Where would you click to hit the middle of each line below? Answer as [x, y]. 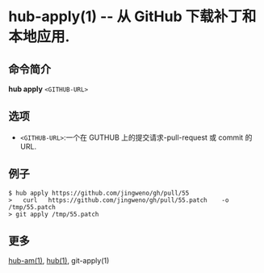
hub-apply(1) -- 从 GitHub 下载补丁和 [132, 17]
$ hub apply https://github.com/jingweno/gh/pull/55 [99, 193]
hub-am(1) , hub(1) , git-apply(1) [59, 261]
